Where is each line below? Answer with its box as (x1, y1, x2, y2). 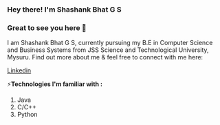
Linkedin (7, 66, 32, 74)
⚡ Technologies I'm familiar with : (7, 80, 103, 88)
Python (16, 111, 38, 119)
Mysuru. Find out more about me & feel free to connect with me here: (7, 53, 203, 61)
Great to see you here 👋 (7, 23, 87, 32)
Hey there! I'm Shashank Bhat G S (7, 5, 122, 14)
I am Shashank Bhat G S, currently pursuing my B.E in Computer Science (7, 39, 213, 47)
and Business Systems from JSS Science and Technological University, (7, 46, 209, 54)
